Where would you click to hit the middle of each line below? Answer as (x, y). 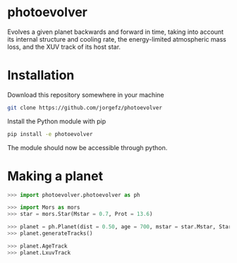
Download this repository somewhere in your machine (86, 94)
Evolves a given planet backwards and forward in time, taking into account (116, 32)
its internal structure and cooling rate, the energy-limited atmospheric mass (117, 39)
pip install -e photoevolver (50, 134)
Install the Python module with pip (57, 121)
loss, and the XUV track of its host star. (64, 47)
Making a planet (55, 176)
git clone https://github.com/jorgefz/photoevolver (85, 108)
